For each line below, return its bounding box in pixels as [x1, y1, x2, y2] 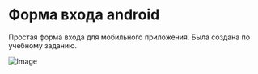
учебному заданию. [8, 40, 78, 50]
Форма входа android [8, 6, 160, 24]
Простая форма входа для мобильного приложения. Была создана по [8, 32, 251, 42]
